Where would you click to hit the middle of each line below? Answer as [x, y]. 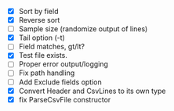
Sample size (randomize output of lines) [83, 29]
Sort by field [38, 11]
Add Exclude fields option [60, 82]
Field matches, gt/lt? [52, 47]
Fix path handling [47, 73]
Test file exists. [43, 55]
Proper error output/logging [63, 64]
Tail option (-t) [42, 38]
